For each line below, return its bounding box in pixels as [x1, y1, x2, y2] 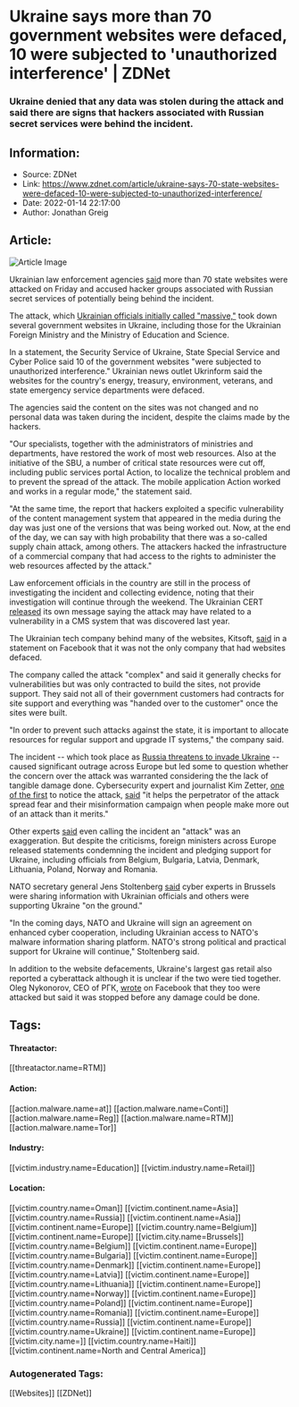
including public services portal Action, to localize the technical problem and [9, 467, 291, 478]
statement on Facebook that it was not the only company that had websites [9, 642, 286, 653]
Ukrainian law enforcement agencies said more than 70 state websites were [9, 274, 288, 284]
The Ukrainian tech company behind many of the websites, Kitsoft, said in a [9, 632, 287, 643]
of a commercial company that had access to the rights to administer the [9, 550, 277, 561]
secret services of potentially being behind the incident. [9, 292, 214, 303]
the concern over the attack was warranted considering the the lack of [9, 770, 270, 781]
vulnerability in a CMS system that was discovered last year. [9, 615, 230, 626]
